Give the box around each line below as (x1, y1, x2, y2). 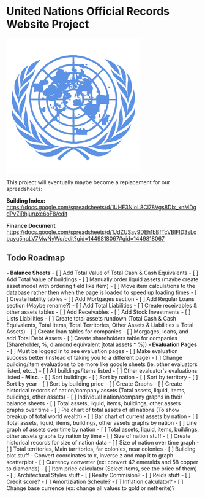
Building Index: (6, 196, 46, 204)
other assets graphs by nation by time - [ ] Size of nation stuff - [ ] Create (6, 432, 191, 440)
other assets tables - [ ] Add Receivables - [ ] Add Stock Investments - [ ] (6, 308, 191, 316)
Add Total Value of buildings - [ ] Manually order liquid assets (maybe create (6, 275, 199, 283)
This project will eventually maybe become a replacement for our (6, 178, 170, 185)
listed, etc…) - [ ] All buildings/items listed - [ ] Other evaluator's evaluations (6, 367, 198, 374)
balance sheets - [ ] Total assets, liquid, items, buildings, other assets (6, 399, 181, 407)
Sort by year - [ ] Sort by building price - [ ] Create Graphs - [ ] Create (6, 379, 182, 387)
